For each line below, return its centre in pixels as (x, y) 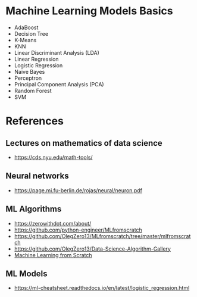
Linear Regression (36, 59)
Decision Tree (31, 33)
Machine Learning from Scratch (53, 255)
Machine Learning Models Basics (89, 11)
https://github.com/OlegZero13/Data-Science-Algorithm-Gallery (92, 249)
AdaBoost (26, 27)
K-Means (25, 40)
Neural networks (37, 176)
